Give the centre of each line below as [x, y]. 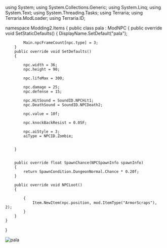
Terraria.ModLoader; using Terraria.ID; [45, 18]
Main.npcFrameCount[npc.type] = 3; [61, 43]
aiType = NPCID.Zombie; [48, 136]
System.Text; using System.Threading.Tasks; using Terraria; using [74, 13]
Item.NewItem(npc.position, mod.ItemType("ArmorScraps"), [95, 203]
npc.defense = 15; [43, 91]
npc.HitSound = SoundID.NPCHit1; [59, 101]
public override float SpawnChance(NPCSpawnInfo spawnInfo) [79, 163]
